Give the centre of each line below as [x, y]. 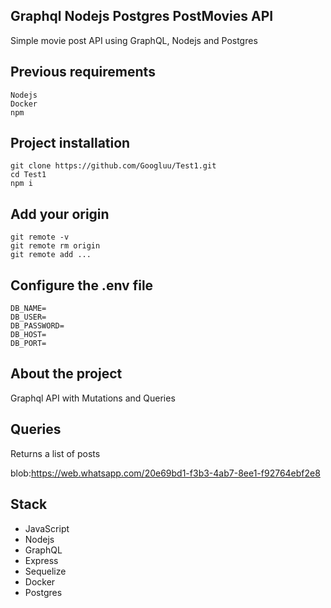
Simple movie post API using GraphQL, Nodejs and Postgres [134, 40]
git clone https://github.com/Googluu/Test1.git [113, 166]
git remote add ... [51, 255]
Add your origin [60, 214]
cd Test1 [28, 175]
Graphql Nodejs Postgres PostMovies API [142, 16]
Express [41, 560]
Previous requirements [83, 72]
